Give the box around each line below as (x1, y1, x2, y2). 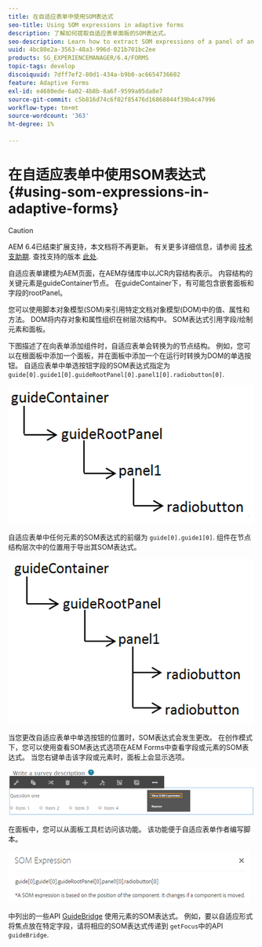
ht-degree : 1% (8, 120, 55, 129)
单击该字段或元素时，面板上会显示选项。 (57, 752, 189, 762)
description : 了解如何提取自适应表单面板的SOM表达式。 (8, 29, 170, 37)
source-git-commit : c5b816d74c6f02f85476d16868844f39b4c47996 (8, 95, 216, 104)
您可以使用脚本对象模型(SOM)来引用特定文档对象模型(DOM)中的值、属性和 (8, 305, 250, 314)
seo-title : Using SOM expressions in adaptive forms (8, 20, 184, 29)
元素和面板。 (8, 324, 49, 334)
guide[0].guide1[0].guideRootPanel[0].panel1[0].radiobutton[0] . (8, 369, 225, 378)
